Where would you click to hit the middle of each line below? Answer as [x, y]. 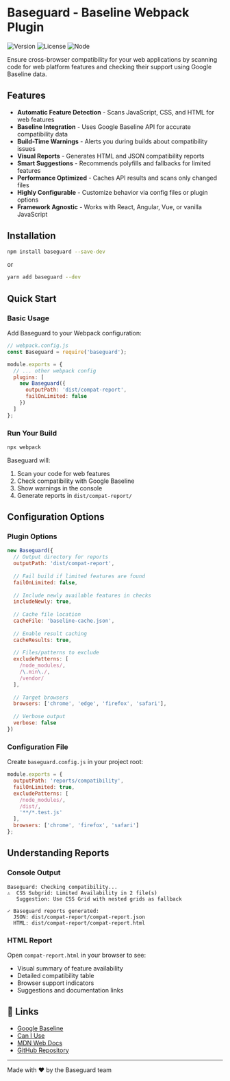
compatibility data [42, 134]
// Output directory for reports [61, 557]
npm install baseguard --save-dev [56, 252]
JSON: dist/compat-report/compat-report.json [79, 917]
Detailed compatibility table [55, 975]
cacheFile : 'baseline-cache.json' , [64, 621]
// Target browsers [41, 698]
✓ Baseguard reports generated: [53, 911]
